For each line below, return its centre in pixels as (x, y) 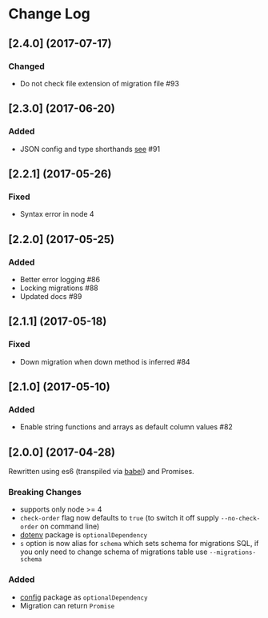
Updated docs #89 (51, 296)
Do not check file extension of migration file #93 (100, 83)
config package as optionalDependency (84, 597)
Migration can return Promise (67, 605)
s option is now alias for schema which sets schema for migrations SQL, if (139, 544)
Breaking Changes (45, 492)
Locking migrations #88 (59, 288)
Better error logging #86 (60, 279)
